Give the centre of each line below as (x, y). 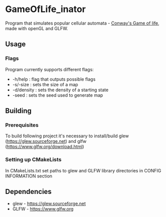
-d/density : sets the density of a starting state (60, 90)
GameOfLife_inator (46, 9)
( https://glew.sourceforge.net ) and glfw (46, 141)
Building (18, 111)
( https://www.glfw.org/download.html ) (45, 147)
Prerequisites (22, 125)
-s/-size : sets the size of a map (45, 84)
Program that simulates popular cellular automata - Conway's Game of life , (82, 23)
